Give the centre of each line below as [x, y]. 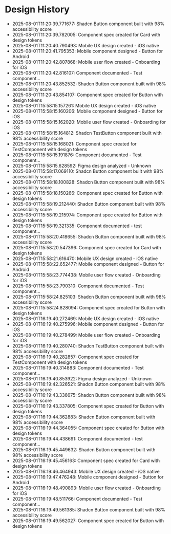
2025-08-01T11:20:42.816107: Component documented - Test [77, 72]
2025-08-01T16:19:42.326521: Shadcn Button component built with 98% [89, 384]
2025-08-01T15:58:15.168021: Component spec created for [74, 144]
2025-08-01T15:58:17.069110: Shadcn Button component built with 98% [88, 171]
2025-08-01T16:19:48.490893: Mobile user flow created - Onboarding [86, 488]
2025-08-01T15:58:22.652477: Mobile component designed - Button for [88, 264]
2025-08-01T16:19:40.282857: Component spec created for [76, 357]
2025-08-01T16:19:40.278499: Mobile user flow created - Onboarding [86, 335]
